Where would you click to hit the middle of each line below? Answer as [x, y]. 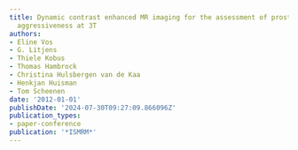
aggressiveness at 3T [57, 26]
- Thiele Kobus [37, 58]
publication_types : [45, 116]
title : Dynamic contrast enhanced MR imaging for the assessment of [138, 17]
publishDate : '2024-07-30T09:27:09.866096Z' [93, 108]
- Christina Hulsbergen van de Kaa [75, 75]
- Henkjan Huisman [43, 83]
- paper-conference [45, 124]
